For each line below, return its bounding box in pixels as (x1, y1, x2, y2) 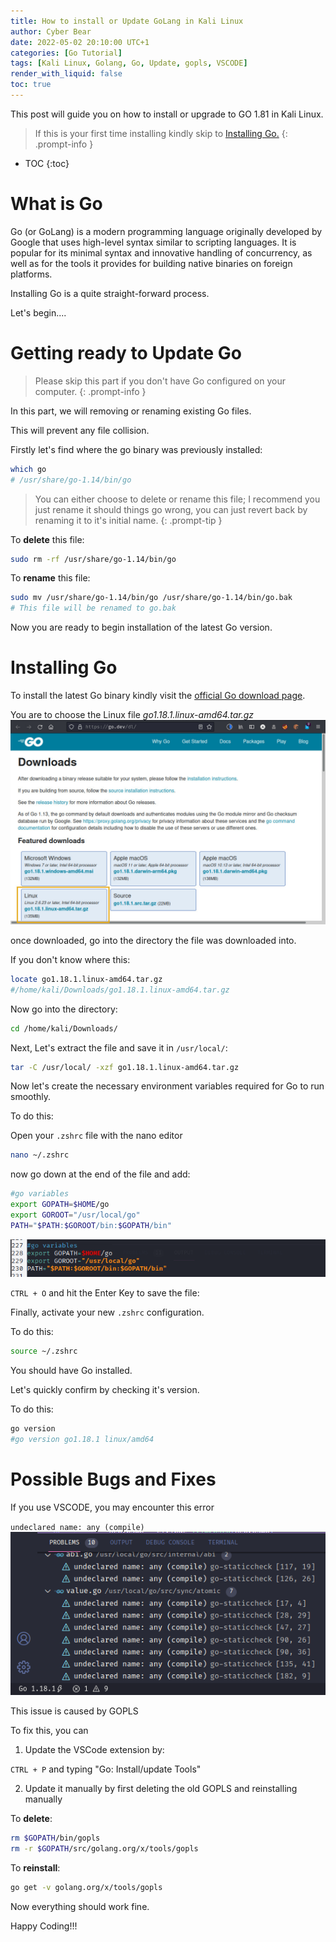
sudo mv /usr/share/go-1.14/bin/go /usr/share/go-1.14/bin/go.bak (10, 593, 293, 603)
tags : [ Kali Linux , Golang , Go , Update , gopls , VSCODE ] (10, 58, 248, 69)
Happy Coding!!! (10, 1920, 78, 1932)
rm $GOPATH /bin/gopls (10, 1833, 101, 1844)
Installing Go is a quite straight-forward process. (10, 287, 210, 299)
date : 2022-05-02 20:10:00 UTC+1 (10, 37, 150, 47)
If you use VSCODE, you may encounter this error (10, 1501, 215, 1513)
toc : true (10, 80, 52, 90)
